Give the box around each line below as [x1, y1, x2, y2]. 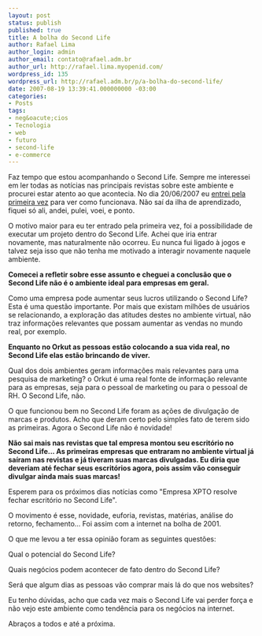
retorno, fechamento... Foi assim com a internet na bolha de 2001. [8, 519, 222, 529]
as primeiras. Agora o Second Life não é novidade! [8, 423, 172, 433]
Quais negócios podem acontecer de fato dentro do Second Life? [8, 565, 220, 575]
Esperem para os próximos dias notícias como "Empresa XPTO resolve [8, 487, 238, 497]
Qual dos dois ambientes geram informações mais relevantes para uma [8, 366, 239, 375]
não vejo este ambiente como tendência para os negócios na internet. [8, 604, 234, 613]
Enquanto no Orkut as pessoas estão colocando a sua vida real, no [8, 342, 231, 351]
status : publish [8, 19, 61, 27]
